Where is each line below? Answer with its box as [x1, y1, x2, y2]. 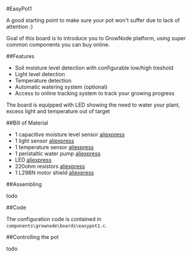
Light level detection [14, 71, 65, 77]
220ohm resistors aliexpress [14, 163, 86, 170]
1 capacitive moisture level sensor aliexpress [14, 131, 125, 138]
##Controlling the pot [6, 234, 59, 240]
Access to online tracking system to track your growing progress [14, 90, 175, 96]
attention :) [6, 23, 33, 30]
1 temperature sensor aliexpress [14, 144, 94, 150]
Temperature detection [14, 77, 72, 84]
